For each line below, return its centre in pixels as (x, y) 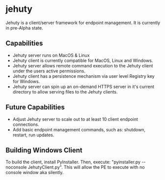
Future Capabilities (35, 107)
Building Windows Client (44, 150)
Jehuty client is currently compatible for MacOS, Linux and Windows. (83, 60)
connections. (26, 124)
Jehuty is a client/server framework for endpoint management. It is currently (83, 23)
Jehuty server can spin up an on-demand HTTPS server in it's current (83, 87)
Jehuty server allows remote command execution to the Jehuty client (83, 65)
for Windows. (26, 81)
